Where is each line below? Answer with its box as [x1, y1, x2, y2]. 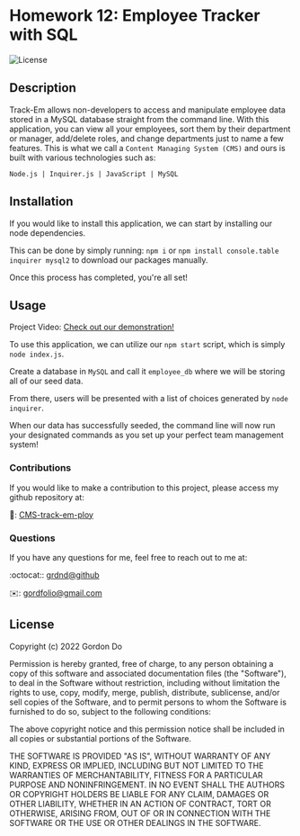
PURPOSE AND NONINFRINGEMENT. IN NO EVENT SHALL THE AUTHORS [9, 779, 286, 790]
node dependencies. [9, 227, 86, 238]
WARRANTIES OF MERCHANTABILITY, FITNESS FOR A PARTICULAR [9, 769, 263, 780]
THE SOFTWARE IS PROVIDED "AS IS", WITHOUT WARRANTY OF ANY [9, 751, 271, 761]
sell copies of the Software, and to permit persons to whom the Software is [9, 697, 287, 707]
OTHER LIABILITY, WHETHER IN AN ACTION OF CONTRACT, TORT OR [9, 798, 271, 809]
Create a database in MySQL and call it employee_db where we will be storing [9, 366, 286, 377]
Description [9, 80, 76, 95]
